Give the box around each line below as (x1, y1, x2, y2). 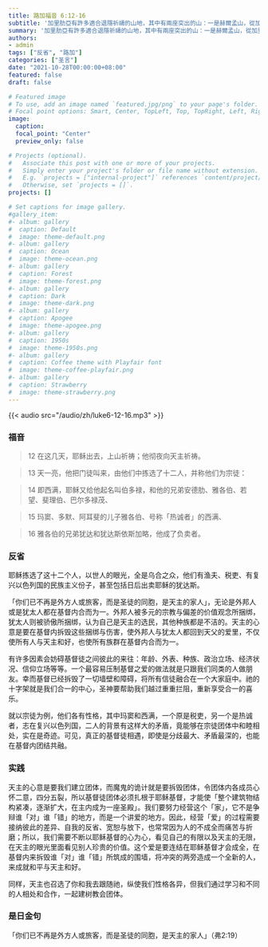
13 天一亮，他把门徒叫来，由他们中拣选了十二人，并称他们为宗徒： (27, 468, 247, 477)
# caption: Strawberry (8, 381, 88, 389)
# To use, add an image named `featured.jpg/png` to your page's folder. (8, 100, 259, 108)
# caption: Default (8, 225, 77, 234)
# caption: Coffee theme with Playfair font (8, 359, 162, 367)
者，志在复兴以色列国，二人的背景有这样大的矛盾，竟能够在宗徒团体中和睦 (8, 721, 253, 730)
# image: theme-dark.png (8, 300, 94, 308)
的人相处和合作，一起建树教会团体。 (8, 889, 128, 898)
